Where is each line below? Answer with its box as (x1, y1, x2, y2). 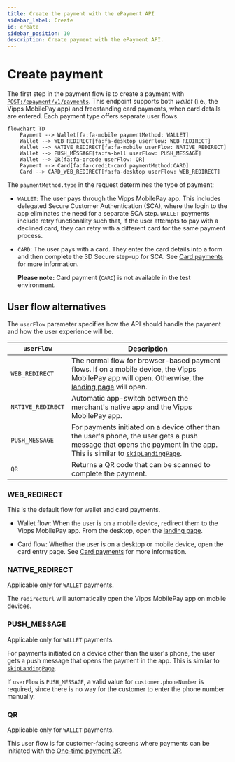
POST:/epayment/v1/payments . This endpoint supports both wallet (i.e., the (7, 97, 218, 106)
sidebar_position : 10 (7, 29, 71, 37)
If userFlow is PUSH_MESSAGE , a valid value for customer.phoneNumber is (7, 677, 204, 686)
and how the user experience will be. (7, 327, 114, 335)
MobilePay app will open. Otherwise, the (71, 373, 204, 382)
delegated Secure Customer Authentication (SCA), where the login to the (17, 202, 227, 210)
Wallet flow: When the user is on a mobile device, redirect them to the (17, 519, 218, 527)
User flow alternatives (7, 301, 106, 313)
